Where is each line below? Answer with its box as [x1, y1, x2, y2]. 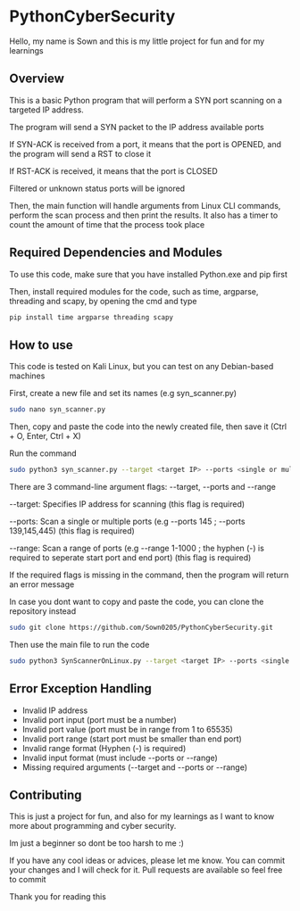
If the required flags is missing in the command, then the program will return [9, 569, 289, 580]
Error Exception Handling [9, 681, 152, 697]
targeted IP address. [9, 104, 85, 115]
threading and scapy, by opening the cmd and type [9, 295, 197, 306]
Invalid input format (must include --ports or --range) [21, 752, 219, 763]
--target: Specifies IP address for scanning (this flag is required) [9, 499, 246, 509]
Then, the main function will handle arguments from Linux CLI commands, [9, 200, 281, 211]
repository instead [9, 606, 77, 617]
